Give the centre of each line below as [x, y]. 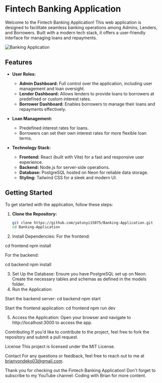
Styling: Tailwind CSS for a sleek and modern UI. [68, 177]
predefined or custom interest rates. [55, 99]
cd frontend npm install [28, 246]
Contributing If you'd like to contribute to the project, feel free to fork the [77, 332]
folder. [18, 284]
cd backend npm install [28, 264]
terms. [26, 138]
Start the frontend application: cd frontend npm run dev [60, 308]
